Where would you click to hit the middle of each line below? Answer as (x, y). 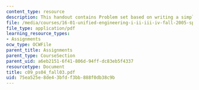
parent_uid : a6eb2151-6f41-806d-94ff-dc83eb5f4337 (70, 61)
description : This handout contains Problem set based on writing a (92, 17)
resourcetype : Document (36, 67)
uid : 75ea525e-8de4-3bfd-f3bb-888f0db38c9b (61, 78)
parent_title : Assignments (39, 50)
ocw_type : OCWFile (29, 45)
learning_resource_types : (38, 34)
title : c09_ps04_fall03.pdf (41, 72)
